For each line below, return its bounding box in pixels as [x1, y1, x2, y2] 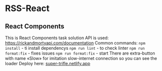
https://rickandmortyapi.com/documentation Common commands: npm [5, 40, 146, 46]
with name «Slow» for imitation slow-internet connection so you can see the [5, 56, 157, 61]
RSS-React [5, 3, 50, 14]
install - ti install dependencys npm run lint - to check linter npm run [5, 45, 145, 51]
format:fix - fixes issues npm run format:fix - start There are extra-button [5, 50, 155, 56]
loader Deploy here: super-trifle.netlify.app [5, 61, 91, 66]
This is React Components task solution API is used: [5, 35, 109, 41]
